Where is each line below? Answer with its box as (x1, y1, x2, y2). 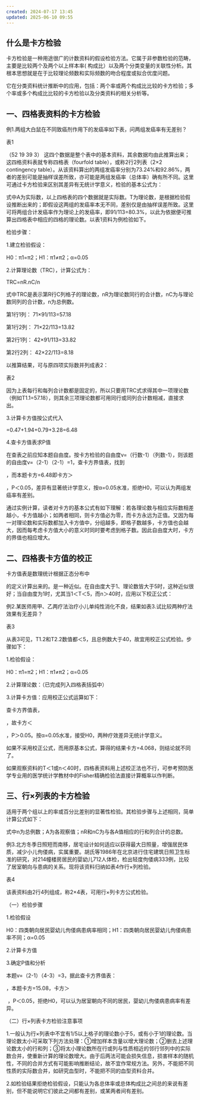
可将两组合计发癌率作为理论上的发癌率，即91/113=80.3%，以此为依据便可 (6, 209, 186, 216)
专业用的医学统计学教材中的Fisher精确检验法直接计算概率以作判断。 (11, 772, 178, 779)
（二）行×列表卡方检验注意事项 (6, 1017, 83, 1024)
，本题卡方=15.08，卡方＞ (6, 984, 70, 992)
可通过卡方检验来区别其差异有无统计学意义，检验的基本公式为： (6, 181, 162, 188)
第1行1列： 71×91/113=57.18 (6, 311, 71, 318)
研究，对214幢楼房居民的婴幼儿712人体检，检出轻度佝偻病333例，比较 (16, 856, 189, 863)
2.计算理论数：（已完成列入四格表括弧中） (6, 680, 108, 688)
